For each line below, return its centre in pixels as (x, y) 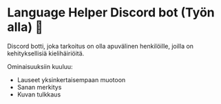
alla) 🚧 (25, 27)
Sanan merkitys (39, 87)
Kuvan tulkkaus (39, 94)
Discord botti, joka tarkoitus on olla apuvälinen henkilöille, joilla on (101, 46)
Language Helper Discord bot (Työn (111, 13)
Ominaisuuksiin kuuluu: (40, 66)
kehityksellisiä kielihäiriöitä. (46, 53)
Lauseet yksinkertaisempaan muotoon (71, 79)
